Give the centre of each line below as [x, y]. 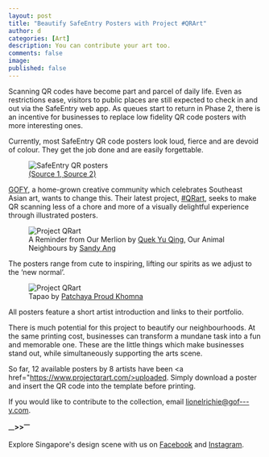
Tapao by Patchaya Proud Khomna [86, 296]
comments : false [35, 53]
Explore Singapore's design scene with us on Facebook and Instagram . [126, 445]
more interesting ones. [46, 125]
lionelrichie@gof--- [217, 401]
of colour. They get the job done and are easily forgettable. [106, 149]
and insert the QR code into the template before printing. [102, 386]
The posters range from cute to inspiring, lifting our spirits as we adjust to [130, 264]
